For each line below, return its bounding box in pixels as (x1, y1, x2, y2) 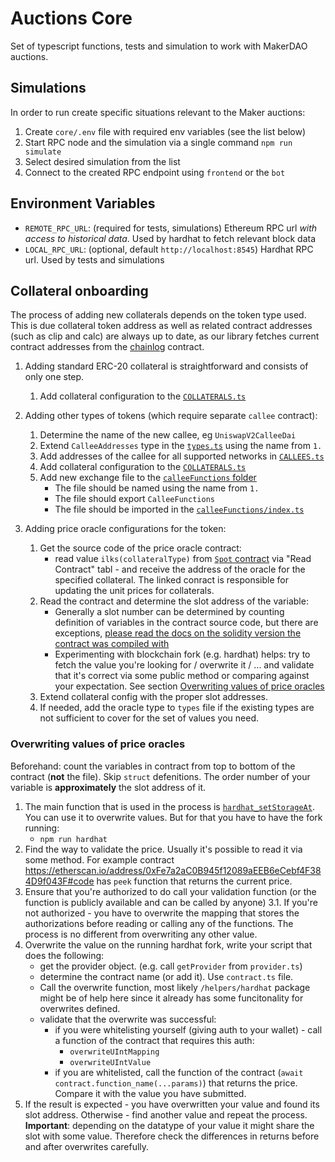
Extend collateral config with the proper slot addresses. (39, 691, 268, 703)
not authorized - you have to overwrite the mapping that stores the (24, 907, 300, 919)
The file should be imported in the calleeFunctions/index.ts (54, 503, 305, 516)
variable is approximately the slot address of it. (10, 781, 207, 793)
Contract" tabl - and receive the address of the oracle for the (54, 563, 306, 576)
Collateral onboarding (10, 282, 149, 299)
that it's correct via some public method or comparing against (54, 670, 310, 682)
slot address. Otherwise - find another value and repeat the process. (24, 1108, 308, 1121)
